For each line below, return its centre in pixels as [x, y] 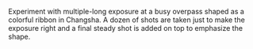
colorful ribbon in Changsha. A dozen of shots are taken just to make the [127, 20]
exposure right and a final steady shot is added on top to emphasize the [126, 28]
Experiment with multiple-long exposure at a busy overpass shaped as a [126, 11]
